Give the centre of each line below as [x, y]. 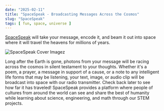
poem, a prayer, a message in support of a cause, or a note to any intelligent [82, 72]
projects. [14, 103]
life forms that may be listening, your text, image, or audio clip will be [75, 77]
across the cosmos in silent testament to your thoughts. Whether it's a [76, 67]
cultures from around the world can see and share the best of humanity [77, 93]
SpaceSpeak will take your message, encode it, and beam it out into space [81, 37]
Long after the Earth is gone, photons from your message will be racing [77, 61]
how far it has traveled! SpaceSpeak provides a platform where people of [79, 88]
